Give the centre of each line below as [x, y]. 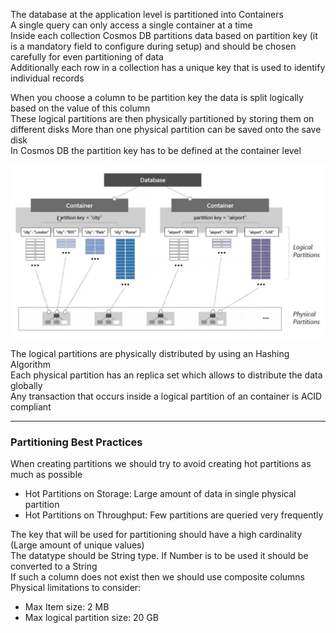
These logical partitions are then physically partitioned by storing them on [162, 118]
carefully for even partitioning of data [87, 57]
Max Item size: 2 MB [67, 606]
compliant [31, 406]
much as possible [46, 474]
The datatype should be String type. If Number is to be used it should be [159, 555]
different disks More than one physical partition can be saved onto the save [166, 129]
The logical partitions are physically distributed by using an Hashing [150, 353]
